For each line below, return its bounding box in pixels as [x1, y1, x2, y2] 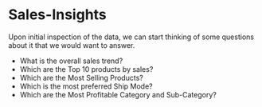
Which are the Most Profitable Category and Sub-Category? [19, 89, 217, 99]
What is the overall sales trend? [19, 56, 123, 65]
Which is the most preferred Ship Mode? [19, 81, 153, 91]
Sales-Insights [8, 6, 108, 24]
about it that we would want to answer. [8, 40, 135, 50]
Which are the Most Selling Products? [19, 73, 143, 82]
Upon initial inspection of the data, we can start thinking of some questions [8, 32, 255, 42]
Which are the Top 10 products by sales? [19, 64, 154, 73]
